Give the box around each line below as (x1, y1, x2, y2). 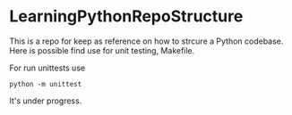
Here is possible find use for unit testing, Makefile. (9, 45, 195, 55)
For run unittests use (9, 62, 86, 73)
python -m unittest (9, 79, 82, 88)
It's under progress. (9, 95, 82, 106)
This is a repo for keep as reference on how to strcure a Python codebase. (9, 36, 284, 46)
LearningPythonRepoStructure (9, 6, 244, 27)
